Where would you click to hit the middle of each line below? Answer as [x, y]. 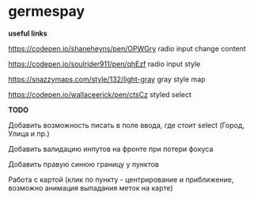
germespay [47, 11]
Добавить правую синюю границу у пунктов [84, 164]
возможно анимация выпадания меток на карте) [91, 187]
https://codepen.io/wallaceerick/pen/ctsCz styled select [100, 94]
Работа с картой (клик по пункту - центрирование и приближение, [121, 179]
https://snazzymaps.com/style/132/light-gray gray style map [107, 79]
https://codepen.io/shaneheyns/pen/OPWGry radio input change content [127, 48]
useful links [28, 33]
